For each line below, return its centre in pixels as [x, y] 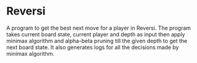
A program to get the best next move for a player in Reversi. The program [99, 28]
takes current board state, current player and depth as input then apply [96, 34]
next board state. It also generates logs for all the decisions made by [93, 47]
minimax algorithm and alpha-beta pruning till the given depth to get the [97, 41]
